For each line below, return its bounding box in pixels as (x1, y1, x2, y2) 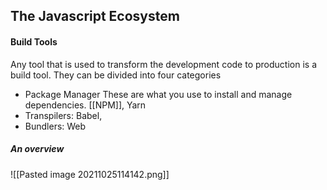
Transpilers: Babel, (24, 109, 103, 121)
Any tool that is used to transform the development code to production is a (10, 58, 317, 70)
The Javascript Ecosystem (10, 8, 180, 25)
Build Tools (10, 35, 58, 48)
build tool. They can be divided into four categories (10, 69, 222, 81)
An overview (10, 143, 65, 155)
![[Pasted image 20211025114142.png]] (10, 168, 170, 180)
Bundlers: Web (24, 120, 87, 132)
